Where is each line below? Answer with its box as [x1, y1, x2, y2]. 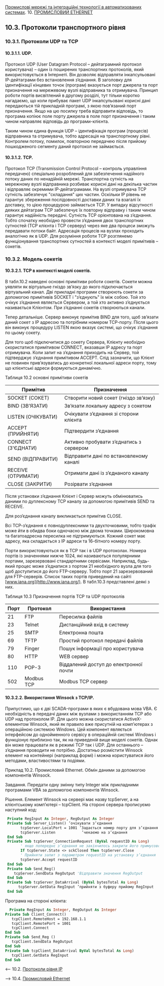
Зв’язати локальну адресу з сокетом [64, 402, 151, 409]
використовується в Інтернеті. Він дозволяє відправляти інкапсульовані [5, 71, 156, 77]
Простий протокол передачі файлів [59, 637, 143, 644]
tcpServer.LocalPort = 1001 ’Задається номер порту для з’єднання [20, 825, 159, 830]
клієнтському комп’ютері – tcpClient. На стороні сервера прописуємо [5, 802, 151, 807]
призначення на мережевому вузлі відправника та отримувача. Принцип [5, 87, 158, 93]
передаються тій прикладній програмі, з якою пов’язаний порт [5, 103, 137, 109]
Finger [24, 645, 40, 652]
